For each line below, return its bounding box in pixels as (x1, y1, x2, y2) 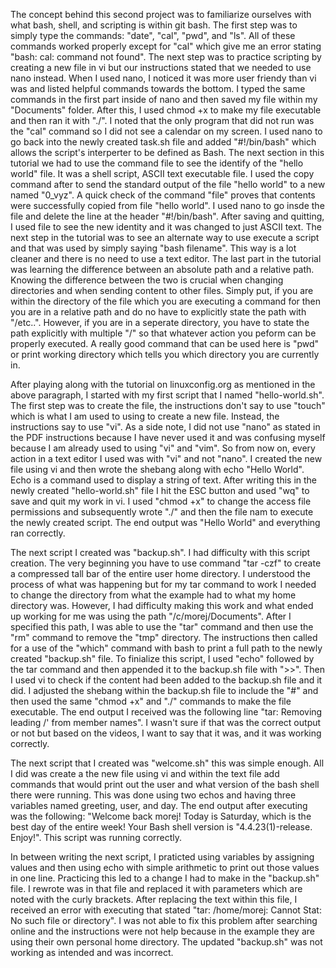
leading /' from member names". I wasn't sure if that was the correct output (10, 717, 322, 728)
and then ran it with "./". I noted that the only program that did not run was (10, 115, 315, 126)
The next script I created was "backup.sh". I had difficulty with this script (10, 547, 311, 558)
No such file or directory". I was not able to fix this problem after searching (10, 915, 318, 926)
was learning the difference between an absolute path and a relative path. (10, 264, 315, 275)
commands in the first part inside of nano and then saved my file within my (10, 94, 318, 105)
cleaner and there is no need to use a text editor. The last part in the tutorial (10, 253, 322, 264)
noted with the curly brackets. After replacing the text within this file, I (10, 894, 298, 905)
